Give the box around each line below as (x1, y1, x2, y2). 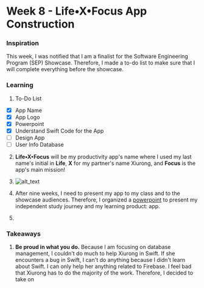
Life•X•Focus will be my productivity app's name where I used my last (15, 153, 192, 161)
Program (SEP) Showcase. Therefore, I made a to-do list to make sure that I (6, 59, 195, 66)
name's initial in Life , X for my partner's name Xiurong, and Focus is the (15, 160, 196, 167)
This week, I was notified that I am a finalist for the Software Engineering (6, 53, 189, 60)
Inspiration (6, 39, 40, 47)
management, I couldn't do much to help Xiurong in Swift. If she (15, 250, 175, 257)
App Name (15, 107, 43, 114)
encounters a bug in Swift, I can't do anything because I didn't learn (15, 256, 186, 264)
